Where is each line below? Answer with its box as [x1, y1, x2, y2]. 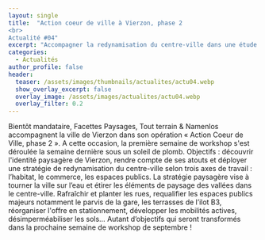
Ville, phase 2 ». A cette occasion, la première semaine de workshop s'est [8, 139, 250, 148]
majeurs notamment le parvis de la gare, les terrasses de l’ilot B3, [8, 197, 222, 207]
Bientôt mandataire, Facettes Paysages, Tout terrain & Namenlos [8, 122, 219, 131]
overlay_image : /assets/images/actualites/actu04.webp [15, 93, 201, 101]
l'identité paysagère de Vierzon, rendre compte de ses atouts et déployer [8, 155, 248, 165]
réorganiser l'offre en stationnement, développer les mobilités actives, [8, 206, 237, 215]
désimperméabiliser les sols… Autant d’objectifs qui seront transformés [8, 215, 241, 224]
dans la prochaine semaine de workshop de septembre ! [8, 223, 192, 232]
